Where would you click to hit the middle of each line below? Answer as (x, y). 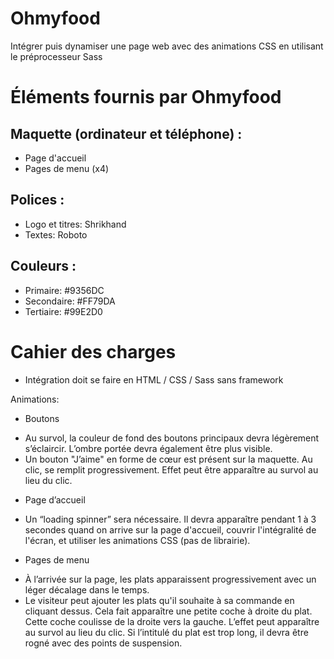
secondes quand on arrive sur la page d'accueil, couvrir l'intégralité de (170, 529)
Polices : (37, 200)
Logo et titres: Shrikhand (75, 224)
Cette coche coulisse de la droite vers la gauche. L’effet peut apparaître (172, 621)
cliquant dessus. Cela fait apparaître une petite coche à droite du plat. (168, 611)
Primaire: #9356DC (64, 290)
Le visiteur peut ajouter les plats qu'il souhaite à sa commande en (159, 600)
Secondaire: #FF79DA (70, 301)
